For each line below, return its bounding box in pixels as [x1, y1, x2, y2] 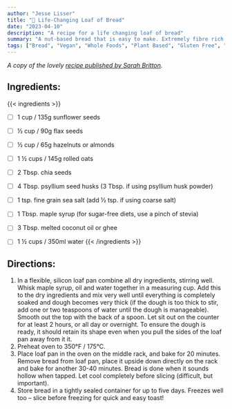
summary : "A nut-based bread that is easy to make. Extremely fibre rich [7, 36, 224, 43]
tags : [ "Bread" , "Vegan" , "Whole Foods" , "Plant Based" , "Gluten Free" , [7, 42, 221, 49]
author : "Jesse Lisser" [7, 10, 76, 17]
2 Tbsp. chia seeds [17, 169, 72, 177]
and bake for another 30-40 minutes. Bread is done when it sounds [17, 364, 209, 373]
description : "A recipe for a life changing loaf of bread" [7, 29, 184, 37]
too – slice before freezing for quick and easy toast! [17, 394, 164, 402]
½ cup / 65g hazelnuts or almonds [17, 140, 115, 149]
